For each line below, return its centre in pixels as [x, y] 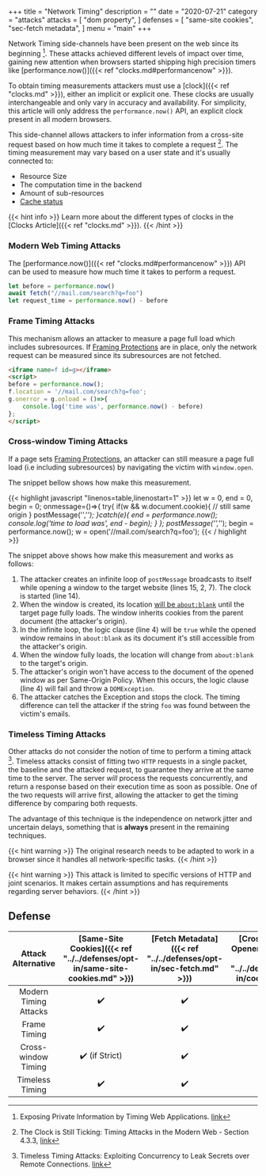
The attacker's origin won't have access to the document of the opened [137, 672]
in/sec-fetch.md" [185, 968]
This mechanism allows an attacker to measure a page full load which [122, 338]
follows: [21, 563]
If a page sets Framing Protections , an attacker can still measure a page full [131, 459]
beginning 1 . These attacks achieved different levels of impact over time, [126, 53]
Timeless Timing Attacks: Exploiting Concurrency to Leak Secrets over [135, 1155]
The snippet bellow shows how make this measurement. [100, 482]
